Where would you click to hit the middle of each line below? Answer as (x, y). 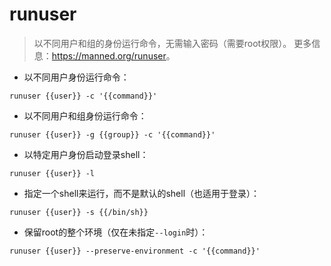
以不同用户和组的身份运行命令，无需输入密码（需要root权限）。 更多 (172, 43)
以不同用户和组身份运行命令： (85, 115)
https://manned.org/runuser (109, 55)
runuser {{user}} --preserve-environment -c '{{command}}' (135, 251)
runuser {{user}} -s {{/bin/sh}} (79, 212)
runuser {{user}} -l (52, 173)
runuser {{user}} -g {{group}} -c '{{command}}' (112, 134)
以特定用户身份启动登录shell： (86, 154)
